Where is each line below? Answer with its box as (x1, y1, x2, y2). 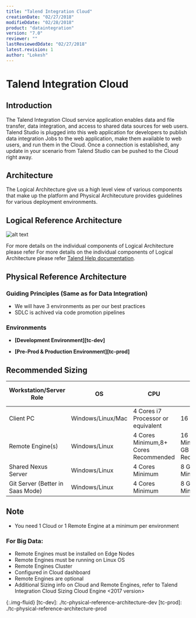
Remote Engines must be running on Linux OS (14, 556, 125, 564)
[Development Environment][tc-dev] (14, 337, 105, 344)
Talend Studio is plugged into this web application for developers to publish (6, 128, 187, 135)
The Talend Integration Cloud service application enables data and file (6, 116, 175, 123)
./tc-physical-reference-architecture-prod (6, 605, 107, 612)
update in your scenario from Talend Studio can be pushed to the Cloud (6, 147, 178, 154)
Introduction (6, 101, 52, 111)
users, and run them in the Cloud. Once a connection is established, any (6, 141, 180, 148)
